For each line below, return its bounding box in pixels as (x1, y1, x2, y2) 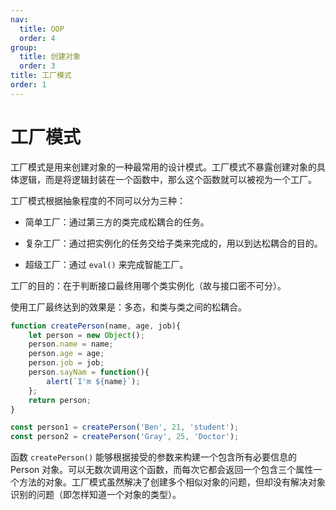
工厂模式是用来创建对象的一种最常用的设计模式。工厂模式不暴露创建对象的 (10, 161, 317, 173)
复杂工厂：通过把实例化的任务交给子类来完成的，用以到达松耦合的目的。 (24, 237, 323, 249)
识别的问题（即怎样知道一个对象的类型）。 (10, 489, 182, 501)
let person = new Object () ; (28, 330, 145, 340)
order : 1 (10, 80, 47, 90)
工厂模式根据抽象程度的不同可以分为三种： (10, 194, 186, 206)
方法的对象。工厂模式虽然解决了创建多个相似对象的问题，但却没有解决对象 (18, 476, 326, 488)
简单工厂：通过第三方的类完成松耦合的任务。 (24, 216, 210, 228)
